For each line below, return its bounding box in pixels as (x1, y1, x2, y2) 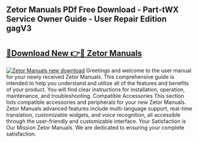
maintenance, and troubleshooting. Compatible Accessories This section (6, 92, 184, 99)
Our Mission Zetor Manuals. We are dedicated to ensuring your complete (6, 124, 185, 131)
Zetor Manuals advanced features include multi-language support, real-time (6, 105, 193, 112)
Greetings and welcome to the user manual (86, 67, 191, 74)
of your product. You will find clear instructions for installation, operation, (6, 86, 186, 93)
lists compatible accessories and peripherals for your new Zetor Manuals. (6, 98, 186, 106)
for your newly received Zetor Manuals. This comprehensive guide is (6, 73, 174, 80)
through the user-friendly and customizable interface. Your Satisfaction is (6, 118, 186, 125)
